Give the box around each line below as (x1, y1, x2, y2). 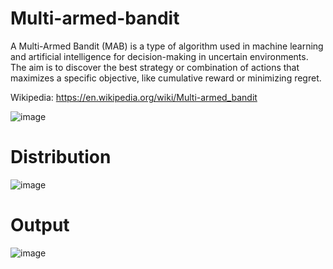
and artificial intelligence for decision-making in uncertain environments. (10, 50, 309, 62)
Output (10, 214, 70, 237)
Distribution (10, 146, 112, 169)
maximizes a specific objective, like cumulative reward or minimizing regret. (10, 72, 322, 84)
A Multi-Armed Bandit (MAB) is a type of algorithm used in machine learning (10, 40, 324, 52)
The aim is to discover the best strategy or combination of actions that (10, 61, 300, 73)
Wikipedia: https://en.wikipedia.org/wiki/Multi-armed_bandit (10, 91, 258, 103)
